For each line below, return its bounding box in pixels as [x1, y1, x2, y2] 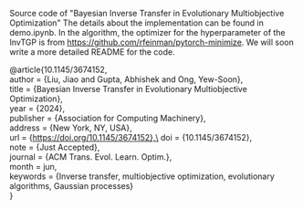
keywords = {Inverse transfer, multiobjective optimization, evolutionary [9, 171, 276, 182]
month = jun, [9, 162, 57, 172]
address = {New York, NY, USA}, [9, 122, 132, 133]
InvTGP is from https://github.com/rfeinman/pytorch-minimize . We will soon [9, 37, 294, 47]
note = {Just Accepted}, [9, 141, 100, 152]
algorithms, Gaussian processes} [9, 181, 134, 191]
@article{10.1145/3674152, [9, 64, 108, 75]
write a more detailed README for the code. [9, 47, 175, 57]
